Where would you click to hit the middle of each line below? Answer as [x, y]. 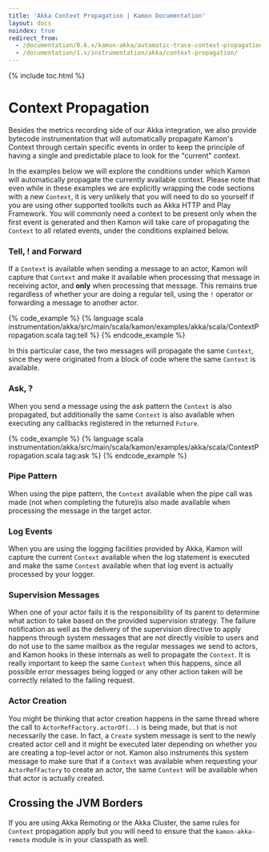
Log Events [30, 531]
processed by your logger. [52, 574]
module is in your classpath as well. [90, 839]
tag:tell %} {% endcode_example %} [125, 335]
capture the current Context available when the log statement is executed [129, 558]
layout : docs [30, 23]
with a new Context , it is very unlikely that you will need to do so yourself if [131, 196]
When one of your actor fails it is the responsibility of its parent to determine [134, 612]
